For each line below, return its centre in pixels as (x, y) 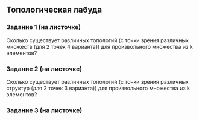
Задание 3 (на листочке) (44, 110)
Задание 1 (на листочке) (44, 27)
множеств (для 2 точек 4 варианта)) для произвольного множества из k (99, 46)
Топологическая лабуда (54, 10)
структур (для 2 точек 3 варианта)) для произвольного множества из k (98, 88)
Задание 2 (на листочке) (44, 69)
